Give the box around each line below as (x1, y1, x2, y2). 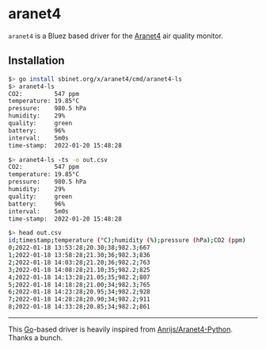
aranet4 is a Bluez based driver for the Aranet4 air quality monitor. (8, 31, 224, 40)
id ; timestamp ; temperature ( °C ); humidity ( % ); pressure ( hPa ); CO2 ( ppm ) (8, 236, 246, 244)
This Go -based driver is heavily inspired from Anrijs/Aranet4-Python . (8, 324, 234, 334)
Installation (8, 54, 65, 67)
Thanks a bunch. (8, 333, 63, 342)
